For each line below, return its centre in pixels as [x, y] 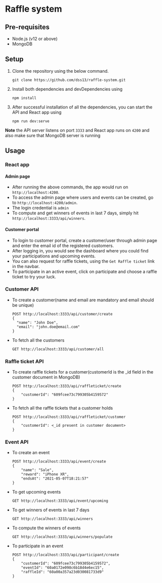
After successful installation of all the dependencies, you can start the [82, 107]
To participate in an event [37, 546]
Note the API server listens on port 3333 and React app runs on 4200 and [77, 130]
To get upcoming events [36, 492]
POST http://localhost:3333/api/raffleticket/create [67, 386]
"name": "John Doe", [37, 323]
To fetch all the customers [38, 340]
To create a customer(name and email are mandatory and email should [83, 300]
